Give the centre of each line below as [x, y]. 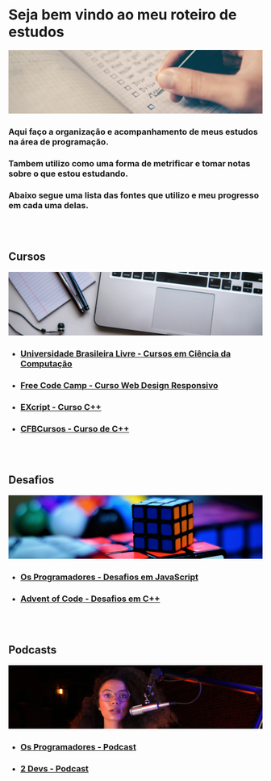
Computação [46, 363]
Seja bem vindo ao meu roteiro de [123, 15]
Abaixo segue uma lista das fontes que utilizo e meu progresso [134, 195]
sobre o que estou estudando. [69, 173]
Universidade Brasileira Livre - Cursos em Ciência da [125, 353]
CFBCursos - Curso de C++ [75, 428]
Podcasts [33, 650]
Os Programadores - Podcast [78, 746]
